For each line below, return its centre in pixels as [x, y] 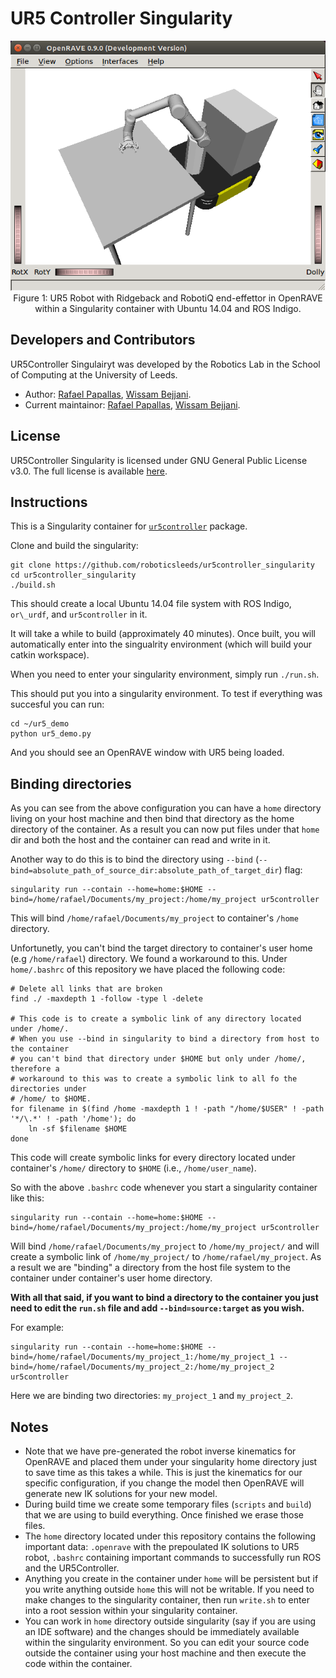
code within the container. [78, 1664]
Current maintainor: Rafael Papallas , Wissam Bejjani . [132, 404]
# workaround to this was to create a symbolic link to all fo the [154, 1079]
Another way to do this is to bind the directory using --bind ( [135, 859]
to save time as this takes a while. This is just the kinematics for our [163, 1473]
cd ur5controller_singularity [73, 575]
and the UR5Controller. [72, 1568]
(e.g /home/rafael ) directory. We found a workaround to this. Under [149, 959]
